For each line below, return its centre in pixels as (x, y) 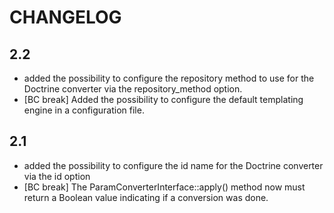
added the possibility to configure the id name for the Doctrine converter (173, 165)
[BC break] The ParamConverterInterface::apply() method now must (164, 187)
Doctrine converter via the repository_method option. (133, 89)
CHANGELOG (65, 17)
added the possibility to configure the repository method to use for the (169, 78)
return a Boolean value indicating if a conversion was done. (146, 197)
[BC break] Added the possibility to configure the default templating (163, 99)
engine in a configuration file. (84, 110)
